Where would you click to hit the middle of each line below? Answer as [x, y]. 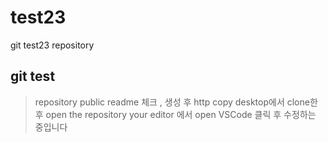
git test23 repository [52, 45]
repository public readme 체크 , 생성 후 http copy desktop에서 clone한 [176, 102]
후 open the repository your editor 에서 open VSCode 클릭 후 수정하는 [175, 114]
